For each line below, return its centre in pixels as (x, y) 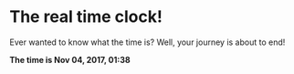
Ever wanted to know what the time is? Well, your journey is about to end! (147, 42)
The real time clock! (86, 17)
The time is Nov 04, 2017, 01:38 (70, 59)
